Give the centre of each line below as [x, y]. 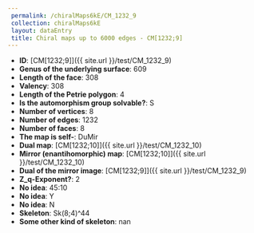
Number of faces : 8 [52, 128]
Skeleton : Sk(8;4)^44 [54, 213]
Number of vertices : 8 [56, 112]
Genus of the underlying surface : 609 [83, 69]
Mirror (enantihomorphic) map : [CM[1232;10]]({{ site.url [112, 154]
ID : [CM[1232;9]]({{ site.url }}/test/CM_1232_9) [95, 61]
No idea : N [37, 205]
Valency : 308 [42, 86]
